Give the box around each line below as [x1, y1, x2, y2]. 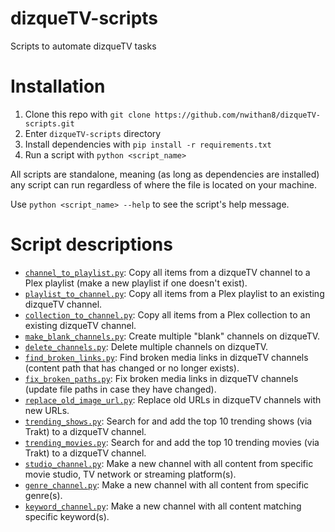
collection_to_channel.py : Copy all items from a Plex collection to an [24, 308, 311, 321]
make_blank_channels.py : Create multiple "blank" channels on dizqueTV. [24, 330, 321, 342]
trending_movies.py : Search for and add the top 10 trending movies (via [24, 436, 320, 448]
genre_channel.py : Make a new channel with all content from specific [24, 478, 310, 491]
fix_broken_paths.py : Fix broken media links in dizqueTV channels [24, 372, 299, 384]
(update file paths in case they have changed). [24, 383, 217, 395]
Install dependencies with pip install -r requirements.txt [24, 138, 272, 150]
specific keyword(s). [24, 510, 110, 522]
